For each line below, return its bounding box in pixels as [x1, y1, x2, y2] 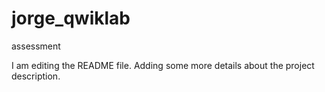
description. [11, 70, 61, 82]
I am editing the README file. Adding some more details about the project [11, 59, 315, 71]
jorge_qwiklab [11, 7, 131, 30]
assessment [11, 40, 61, 52]
